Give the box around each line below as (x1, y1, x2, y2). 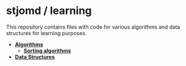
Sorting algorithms (23, 47, 71, 54)
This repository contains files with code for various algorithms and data (6, 23, 181, 30)
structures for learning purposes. (6, 29, 87, 36)
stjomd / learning (6, 4, 92, 18)
